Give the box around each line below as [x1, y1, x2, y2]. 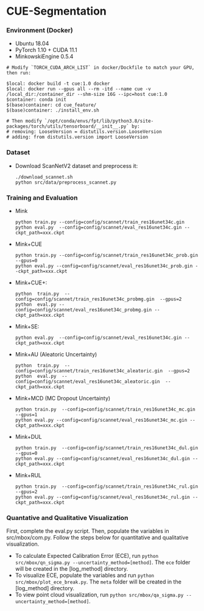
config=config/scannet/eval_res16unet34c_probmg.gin [15, 307, 152, 313]
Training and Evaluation [6, 193, 78, 202]
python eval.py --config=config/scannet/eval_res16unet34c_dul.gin [15, 456, 190, 462]
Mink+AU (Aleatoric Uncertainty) [15, 351, 97, 358]
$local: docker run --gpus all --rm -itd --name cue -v [6, 86, 151, 92]
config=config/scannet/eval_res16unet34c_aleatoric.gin [15, 378, 160, 385]
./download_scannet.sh [15, 174, 73, 180]
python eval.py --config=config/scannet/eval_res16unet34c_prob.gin [15, 263, 193, 269]
